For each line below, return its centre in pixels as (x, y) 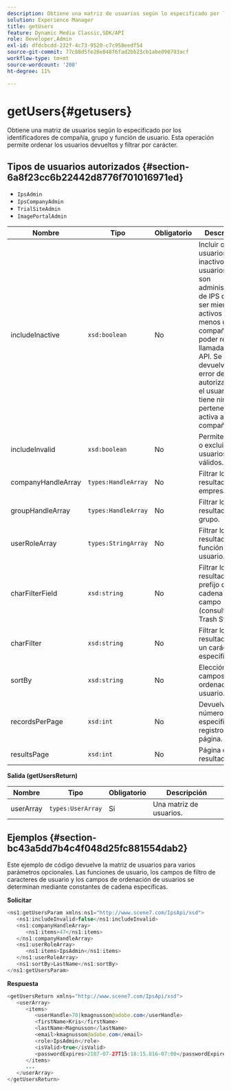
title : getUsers (30, 26)
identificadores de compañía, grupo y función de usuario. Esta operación (111, 138)
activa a (211, 417)
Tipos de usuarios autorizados (74, 166)
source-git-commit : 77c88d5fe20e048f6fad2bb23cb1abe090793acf (98, 52)
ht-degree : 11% (29, 71)
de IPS (209, 296)
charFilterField (34, 593)
